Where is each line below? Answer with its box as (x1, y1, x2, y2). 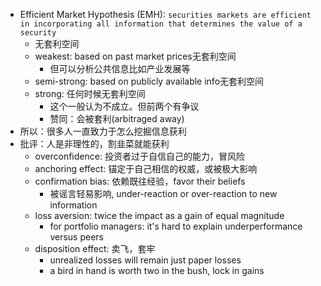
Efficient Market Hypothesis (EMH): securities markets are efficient (19, 9, 312, 20)
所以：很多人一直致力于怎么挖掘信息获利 (19, 125, 187, 137)
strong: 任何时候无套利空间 (34, 88, 146, 99)
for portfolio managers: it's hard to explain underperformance (49, 220, 303, 232)
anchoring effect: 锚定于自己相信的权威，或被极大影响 (34, 163, 258, 174)
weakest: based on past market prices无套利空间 (34, 50, 237, 62)
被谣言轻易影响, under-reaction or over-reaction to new (49, 188, 278, 199)
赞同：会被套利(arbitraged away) (49, 113, 185, 124)
